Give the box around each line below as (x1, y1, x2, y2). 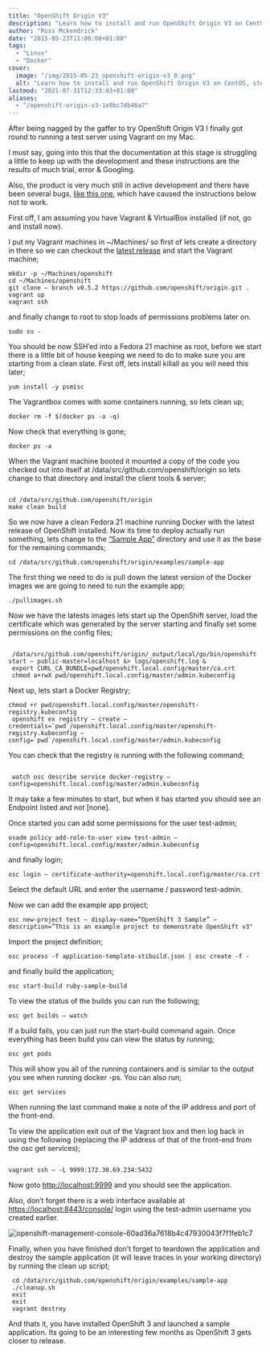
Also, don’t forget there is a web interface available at (8, 1196, 186, 1206)
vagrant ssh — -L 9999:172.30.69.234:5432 (8, 1166, 153, 1174)
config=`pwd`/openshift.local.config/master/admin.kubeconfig (8, 737, 221, 745)
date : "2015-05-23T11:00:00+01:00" (8, 34, 128, 43)
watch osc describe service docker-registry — (11, 773, 171, 781)
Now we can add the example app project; (8, 900, 149, 910)
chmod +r (8, 701, 38, 709)
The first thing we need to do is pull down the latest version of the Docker (8, 573, 252, 582)
